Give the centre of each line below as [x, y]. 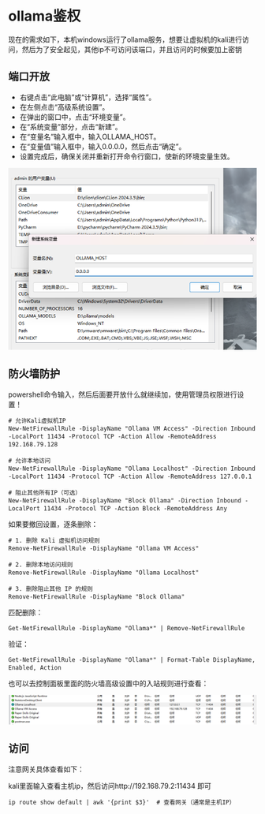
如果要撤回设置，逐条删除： [53, 524]
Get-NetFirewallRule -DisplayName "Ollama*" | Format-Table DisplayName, [132, 659]
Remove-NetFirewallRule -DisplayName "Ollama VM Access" [104, 548]
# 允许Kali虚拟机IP [37, 420]
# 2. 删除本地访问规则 [41, 565]
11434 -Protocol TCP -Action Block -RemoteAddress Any [135, 508]
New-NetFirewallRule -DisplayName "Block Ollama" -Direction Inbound [125, 500]
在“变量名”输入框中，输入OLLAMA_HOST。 [90, 136]
